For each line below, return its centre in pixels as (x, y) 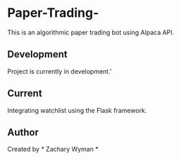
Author (23, 132)
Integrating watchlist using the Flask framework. (77, 110)
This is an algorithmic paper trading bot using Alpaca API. (91, 32)
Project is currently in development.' (60, 71)
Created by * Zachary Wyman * (53, 149)
